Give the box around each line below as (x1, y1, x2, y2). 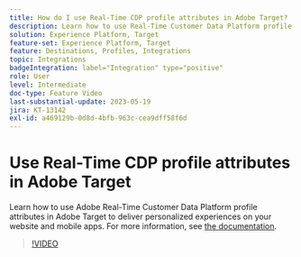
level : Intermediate (9, 80, 87, 89)
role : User (9, 72, 50, 81)
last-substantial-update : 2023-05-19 (9, 96, 151, 106)
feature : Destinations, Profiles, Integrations (9, 47, 192, 56)
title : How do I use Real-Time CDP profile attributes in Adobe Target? (9, 13, 288, 23)
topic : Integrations (9, 55, 87, 64)
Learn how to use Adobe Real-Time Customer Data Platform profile (9, 202, 259, 213)
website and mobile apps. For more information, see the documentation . (9, 221, 278, 232)
